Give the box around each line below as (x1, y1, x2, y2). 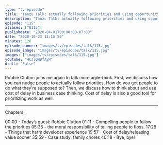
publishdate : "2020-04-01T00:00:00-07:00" (5, 30, 92, 35)
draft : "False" (5, 61, 36, 66)
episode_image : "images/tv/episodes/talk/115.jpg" (5, 48, 110, 53)
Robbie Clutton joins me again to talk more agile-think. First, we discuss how (5, 75, 158, 81)
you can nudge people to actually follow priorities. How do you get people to (5, 80, 158, 86)
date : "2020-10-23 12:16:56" (5, 35, 64, 39)
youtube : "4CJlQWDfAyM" (5, 57, 53, 62)
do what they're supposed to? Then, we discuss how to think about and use (5, 85, 157, 91)
